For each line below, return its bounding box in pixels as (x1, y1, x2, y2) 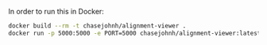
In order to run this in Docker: (8, 7, 105, 16)
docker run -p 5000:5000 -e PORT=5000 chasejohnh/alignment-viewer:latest (8, 29, 261, 37)
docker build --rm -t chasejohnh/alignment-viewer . (8, 22, 187, 30)
